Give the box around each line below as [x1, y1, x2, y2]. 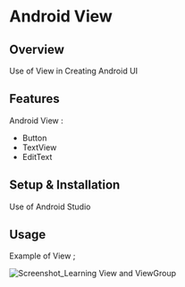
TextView [21, 141, 57, 153]
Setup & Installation [9, 177, 121, 193]
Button [21, 132, 47, 143]
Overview [9, 42, 65, 57]
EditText [21, 151, 53, 162]
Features [9, 91, 60, 106]
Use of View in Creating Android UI [9, 65, 139, 76]
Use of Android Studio [9, 201, 91, 212]
